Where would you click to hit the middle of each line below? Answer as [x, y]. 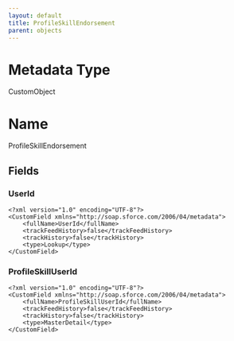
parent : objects [35, 30]
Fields [24, 170]
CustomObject [32, 91]
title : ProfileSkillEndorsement [62, 23]
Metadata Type [59, 70]
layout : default [35, 15]
